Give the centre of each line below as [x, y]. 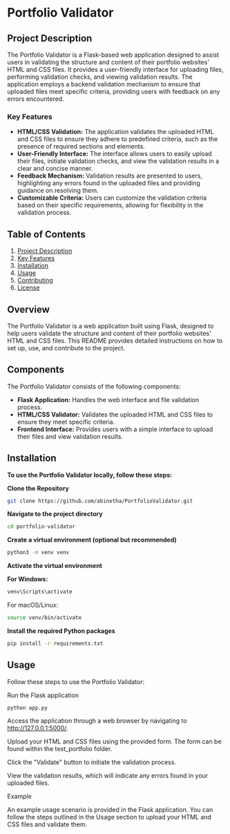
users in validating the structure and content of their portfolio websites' [108, 62]
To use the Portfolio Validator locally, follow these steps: [90, 475]
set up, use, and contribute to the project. [66, 348]
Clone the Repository [38, 488]
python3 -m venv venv [38, 553]
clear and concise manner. [55, 169]
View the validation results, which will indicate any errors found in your [108, 776]
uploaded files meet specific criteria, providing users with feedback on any [114, 92]
